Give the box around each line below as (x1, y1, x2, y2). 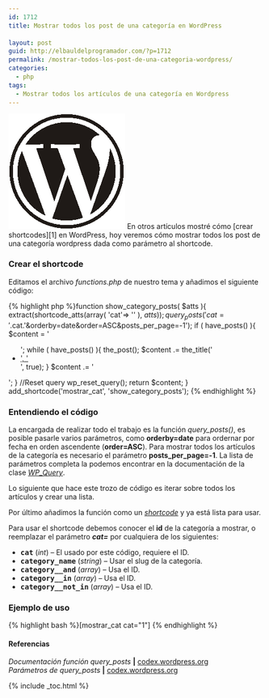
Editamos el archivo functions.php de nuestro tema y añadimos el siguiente (8, 277, 258, 286)
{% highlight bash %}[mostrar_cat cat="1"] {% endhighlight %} (8, 620, 218, 630)
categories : (8, 65, 48, 73)
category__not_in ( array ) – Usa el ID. (19, 582, 153, 591)
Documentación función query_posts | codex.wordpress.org (8, 657, 208, 666)
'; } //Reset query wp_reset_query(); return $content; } (8, 377, 189, 387)
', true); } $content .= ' (19, 362, 95, 371)
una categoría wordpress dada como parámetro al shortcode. (8, 239, 213, 248)
